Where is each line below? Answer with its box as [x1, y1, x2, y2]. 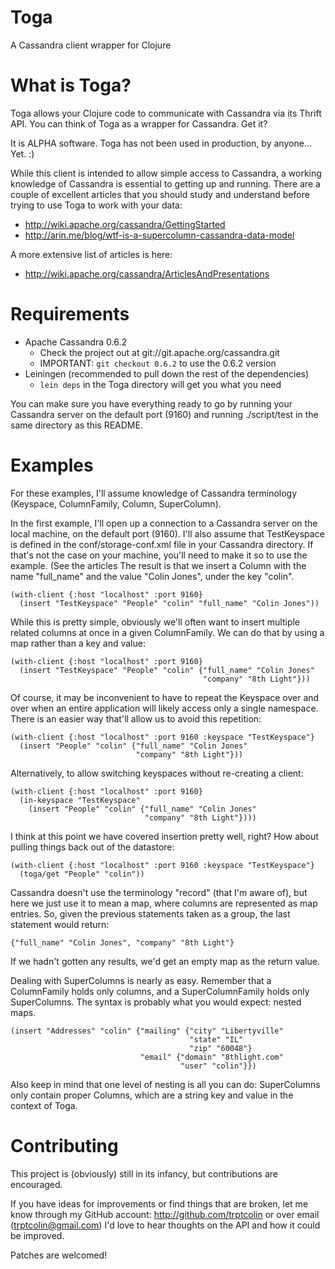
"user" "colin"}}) [180, 1061, 257, 1071]
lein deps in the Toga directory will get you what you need [39, 378, 282, 390]
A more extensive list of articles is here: [10, 248, 173, 260]
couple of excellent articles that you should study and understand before [10, 188, 310, 200]
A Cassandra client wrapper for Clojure [10, 39, 172, 51]
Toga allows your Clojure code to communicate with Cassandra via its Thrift [10, 107, 322, 119]
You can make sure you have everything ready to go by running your [10, 397, 293, 410]
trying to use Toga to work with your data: [10, 199, 183, 211]
